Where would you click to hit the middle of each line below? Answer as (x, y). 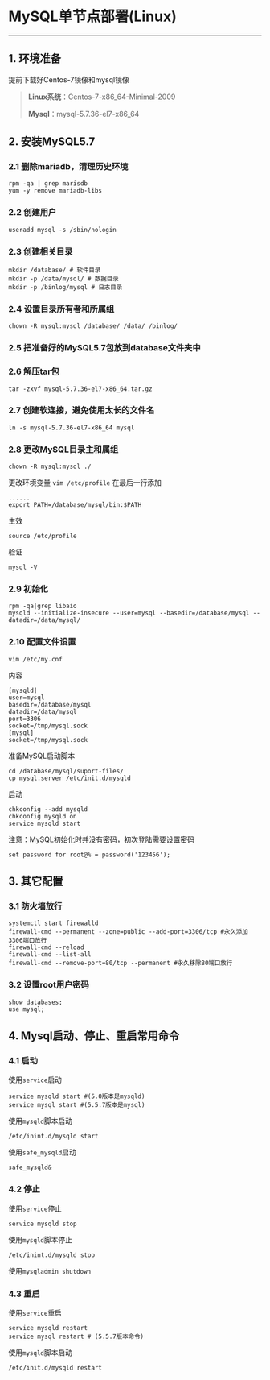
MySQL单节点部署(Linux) (92, 17)
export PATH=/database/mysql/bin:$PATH (75, 505)
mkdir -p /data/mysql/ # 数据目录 (63, 279)
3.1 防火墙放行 (35, 906)
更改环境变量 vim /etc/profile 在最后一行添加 (85, 483)
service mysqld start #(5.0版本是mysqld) (77, 1096)
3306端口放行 (28, 941)
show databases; (35, 1002)
